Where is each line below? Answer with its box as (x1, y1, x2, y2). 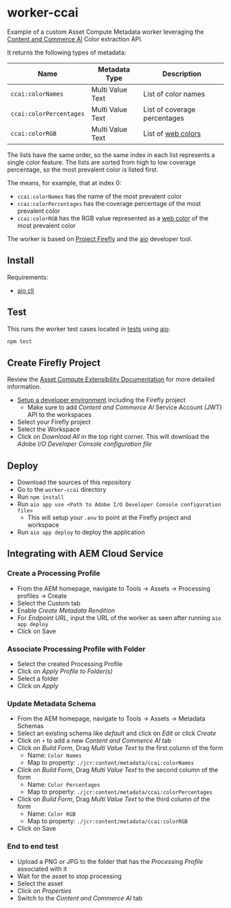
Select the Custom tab (16, 599, 80, 607)
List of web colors (143, 129, 201, 138)
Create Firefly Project (7, 357, 101, 369)
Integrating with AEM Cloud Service (7, 548, 164, 559)
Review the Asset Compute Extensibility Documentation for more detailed (7, 375, 215, 384)
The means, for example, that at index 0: (7, 178, 122, 187)
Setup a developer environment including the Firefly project (16, 396, 186, 404)
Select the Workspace (16, 425, 80, 433)
